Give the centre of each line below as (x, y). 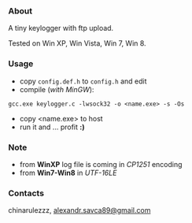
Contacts (26, 193)
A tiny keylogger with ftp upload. (61, 28)
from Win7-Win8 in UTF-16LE (68, 173)
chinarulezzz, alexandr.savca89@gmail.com (79, 210)
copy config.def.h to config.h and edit (83, 81)
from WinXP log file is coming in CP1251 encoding (101, 164)
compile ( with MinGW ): (57, 89)
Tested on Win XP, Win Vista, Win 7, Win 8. (78, 43)
